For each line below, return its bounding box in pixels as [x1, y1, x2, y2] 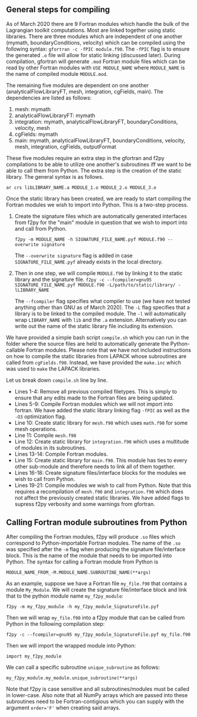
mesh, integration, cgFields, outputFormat [14, 143, 116, 150]
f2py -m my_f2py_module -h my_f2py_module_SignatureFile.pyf [6, 603, 159, 609]
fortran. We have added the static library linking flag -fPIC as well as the [14, 406, 190, 413]
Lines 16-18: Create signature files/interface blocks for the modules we [14, 469, 186, 476]
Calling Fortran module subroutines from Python [6, 518, 187, 528]
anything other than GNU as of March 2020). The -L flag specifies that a [14, 304, 190, 311]
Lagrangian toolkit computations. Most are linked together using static [6, 26, 176, 34]
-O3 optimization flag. [14, 413, 66, 420]
